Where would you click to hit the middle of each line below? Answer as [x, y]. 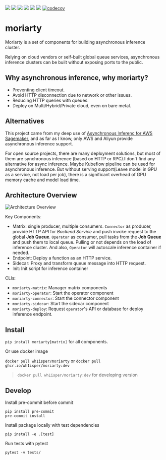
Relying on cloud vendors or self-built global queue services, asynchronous [83, 57]
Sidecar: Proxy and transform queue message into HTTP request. [79, 263]
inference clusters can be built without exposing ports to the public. [74, 62]
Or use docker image [27, 351]
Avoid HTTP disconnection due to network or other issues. [72, 95]
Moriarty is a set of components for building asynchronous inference [75, 42]
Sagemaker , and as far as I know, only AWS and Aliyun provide [69, 138]
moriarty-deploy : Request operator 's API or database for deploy [78, 309]
